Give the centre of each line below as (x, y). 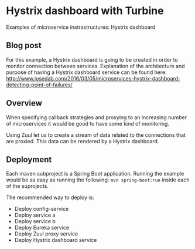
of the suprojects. (27, 186)
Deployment (29, 159)
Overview (24, 103)
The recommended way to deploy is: (50, 197)
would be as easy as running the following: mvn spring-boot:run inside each (98, 180)
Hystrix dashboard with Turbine (85, 11)
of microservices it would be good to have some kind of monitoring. (88, 123)
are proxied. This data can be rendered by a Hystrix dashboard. (83, 141)
